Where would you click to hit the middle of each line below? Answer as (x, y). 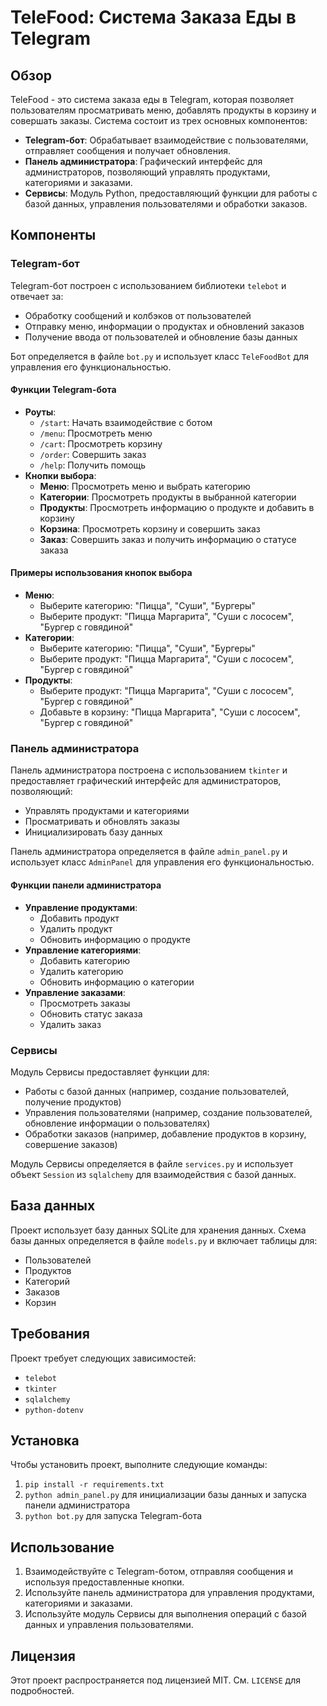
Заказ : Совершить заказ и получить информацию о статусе (168, 539)
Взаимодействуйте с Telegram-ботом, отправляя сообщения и (158, 1572)
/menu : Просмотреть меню (96, 433)
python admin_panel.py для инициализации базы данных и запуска (165, 1495)
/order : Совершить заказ (93, 454)
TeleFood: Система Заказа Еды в (153, 17)
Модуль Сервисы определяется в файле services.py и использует (152, 1163)
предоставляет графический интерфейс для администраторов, (146, 781)
